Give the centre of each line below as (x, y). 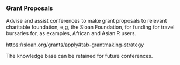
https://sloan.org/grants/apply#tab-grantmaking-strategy (75, 45)
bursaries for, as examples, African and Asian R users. (71, 33)
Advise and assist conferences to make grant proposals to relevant (86, 21)
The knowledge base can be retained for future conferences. (79, 56)
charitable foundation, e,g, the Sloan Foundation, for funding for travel (90, 27)
